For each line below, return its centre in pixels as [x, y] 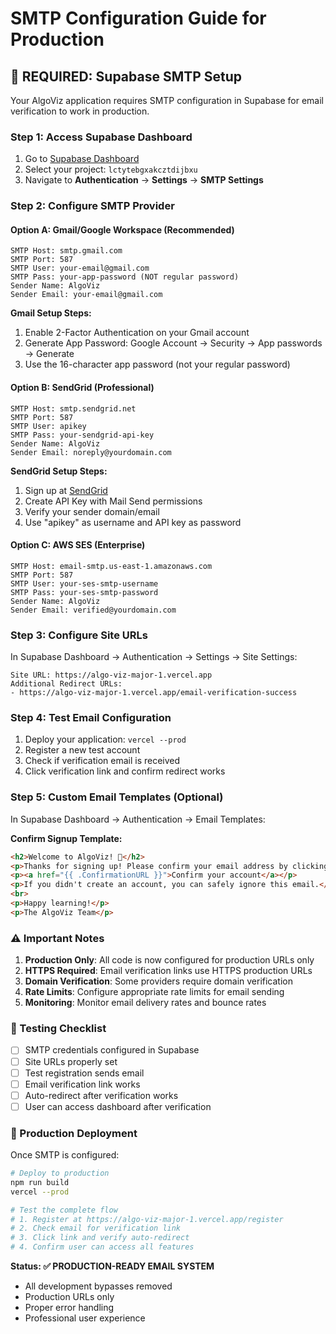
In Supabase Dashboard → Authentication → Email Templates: [138, 819]
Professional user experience [85, 1318]
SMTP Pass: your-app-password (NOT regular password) [125, 277]
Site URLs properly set [71, 1061]
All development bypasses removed [98, 1286]
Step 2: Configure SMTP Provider [92, 206]
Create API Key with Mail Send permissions [113, 501]
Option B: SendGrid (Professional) [82, 388]
